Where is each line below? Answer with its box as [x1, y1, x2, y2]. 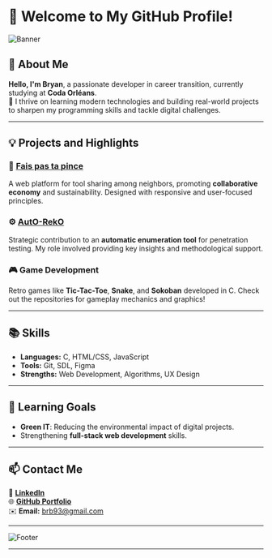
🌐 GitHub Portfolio [8, 496, 72, 506]
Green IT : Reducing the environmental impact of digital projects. [19, 422, 235, 431]
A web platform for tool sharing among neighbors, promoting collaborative [8, 178, 258, 189]
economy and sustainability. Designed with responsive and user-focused [8, 187, 253, 197]
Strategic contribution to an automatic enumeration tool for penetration [8, 234, 249, 244]
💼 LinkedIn [8, 488, 45, 498]
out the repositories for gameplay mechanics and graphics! [8, 294, 206, 304]
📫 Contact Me [8, 462, 83, 477]
